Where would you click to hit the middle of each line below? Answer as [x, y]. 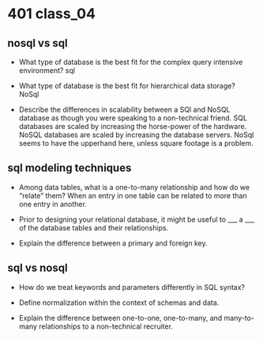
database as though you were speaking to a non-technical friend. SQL [133, 118]
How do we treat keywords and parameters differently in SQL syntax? [132, 287]
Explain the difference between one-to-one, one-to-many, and [120, 318]
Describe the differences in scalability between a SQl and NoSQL [124, 109]
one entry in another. [53, 204]
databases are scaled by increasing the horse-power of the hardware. [133, 126]
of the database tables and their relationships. [94, 227]
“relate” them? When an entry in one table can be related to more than [133, 196]
